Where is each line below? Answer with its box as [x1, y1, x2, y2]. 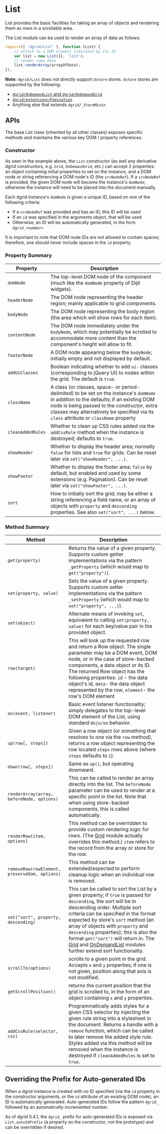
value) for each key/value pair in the [68, 623, 153, 629]
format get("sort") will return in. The [68, 935, 155, 942]
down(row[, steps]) [7, 764, 53, 769]
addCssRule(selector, [7, 1028, 58, 1034]
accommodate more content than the [50, 335, 137, 341]
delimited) [50, 390, 74, 397]
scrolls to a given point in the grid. [68, 955, 147, 962]
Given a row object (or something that [68, 727, 157, 734]
